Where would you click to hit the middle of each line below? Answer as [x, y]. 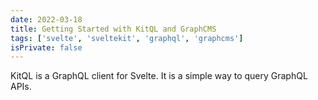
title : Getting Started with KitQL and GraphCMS [113, 29]
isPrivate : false [46, 47]
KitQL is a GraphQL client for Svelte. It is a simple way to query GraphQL [159, 76]
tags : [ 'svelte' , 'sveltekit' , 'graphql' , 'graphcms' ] [127, 38]
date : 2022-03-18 [46, 19]
